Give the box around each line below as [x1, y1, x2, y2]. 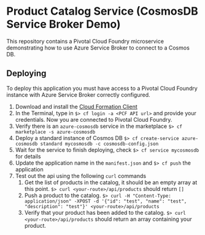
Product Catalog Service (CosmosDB [6, 4, 198, 18]
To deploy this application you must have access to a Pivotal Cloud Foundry [6, 84, 198, 92]
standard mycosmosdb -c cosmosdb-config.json [40, 141, 159, 147]
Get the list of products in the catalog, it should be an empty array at [24, 179, 198, 186]
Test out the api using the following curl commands [15, 172, 146, 179]
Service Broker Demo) [6, 17, 121, 31]
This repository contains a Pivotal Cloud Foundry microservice [6, 37, 164, 45]
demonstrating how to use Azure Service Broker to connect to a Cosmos [6, 44, 190, 51]
